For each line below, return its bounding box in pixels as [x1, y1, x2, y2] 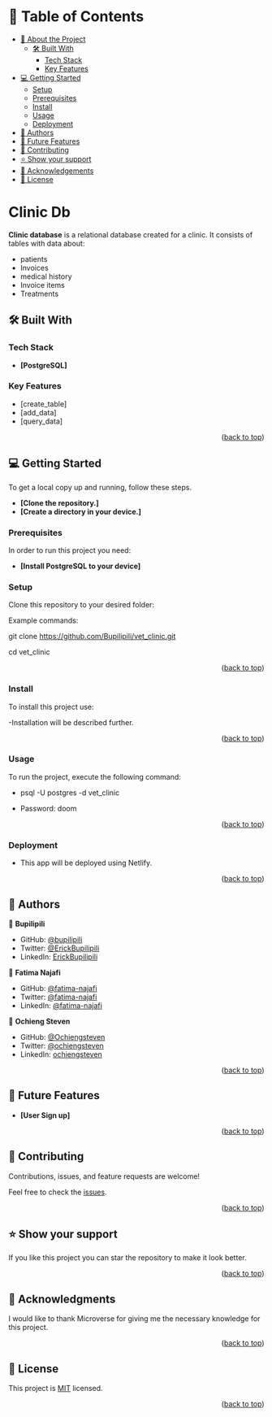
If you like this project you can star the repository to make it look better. [8, 1253, 247, 1263]
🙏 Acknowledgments [8, 1292, 116, 1306]
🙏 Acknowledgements [19, 166, 94, 176]
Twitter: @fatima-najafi [19, 992, 97, 1002]
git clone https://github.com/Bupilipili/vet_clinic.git [8, 632, 176, 641]
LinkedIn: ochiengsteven [19, 1049, 103, 1059]
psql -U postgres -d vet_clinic [19, 788, 120, 798]
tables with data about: [8, 238, 85, 248]
